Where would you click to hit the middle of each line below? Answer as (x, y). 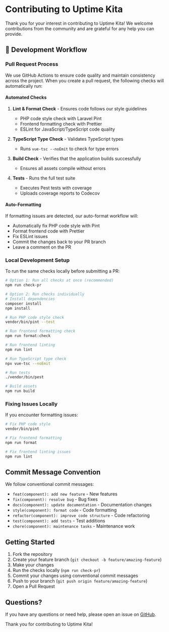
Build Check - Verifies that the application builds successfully (77, 158)
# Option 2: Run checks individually (45, 294)
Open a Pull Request (34, 587)
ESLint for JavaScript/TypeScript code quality (67, 129)
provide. (14, 34)
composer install (23, 304)
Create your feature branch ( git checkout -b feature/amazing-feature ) (87, 560)
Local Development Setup (37, 260)
